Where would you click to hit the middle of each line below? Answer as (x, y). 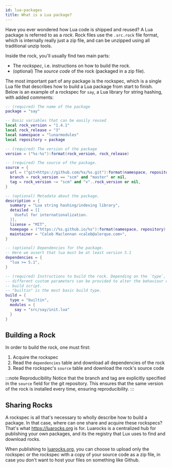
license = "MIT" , (28, 224)
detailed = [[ (25, 210)
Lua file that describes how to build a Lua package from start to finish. (79, 86)
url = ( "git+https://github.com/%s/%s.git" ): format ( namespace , (79, 173)
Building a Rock (30, 335)
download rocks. (23, 439)
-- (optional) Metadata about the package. (52, 196)
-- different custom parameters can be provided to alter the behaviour (84, 281)
